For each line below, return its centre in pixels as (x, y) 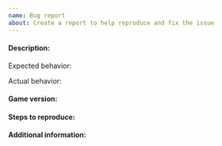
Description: (29, 48)
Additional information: (48, 135)
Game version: (33, 99)
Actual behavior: (35, 80)
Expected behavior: (40, 66)
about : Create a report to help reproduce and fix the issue (111, 23)
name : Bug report (37, 15)
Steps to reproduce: (42, 117)
